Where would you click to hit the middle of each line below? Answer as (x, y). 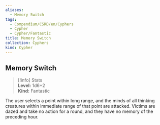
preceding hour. (22, 117)
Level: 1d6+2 (31, 86)
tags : (11, 19)
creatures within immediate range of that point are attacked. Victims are (81, 106)
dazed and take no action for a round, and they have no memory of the (79, 111)
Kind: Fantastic (34, 91)
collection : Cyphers (27, 43)
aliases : (14, 10)
